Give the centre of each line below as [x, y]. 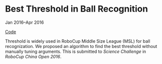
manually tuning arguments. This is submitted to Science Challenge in [76, 51]
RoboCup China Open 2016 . [33, 56]
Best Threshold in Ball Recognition [77, 9]
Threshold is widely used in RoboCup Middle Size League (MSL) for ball [78, 41]
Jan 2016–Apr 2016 [25, 22]
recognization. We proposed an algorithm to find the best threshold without [81, 46]
